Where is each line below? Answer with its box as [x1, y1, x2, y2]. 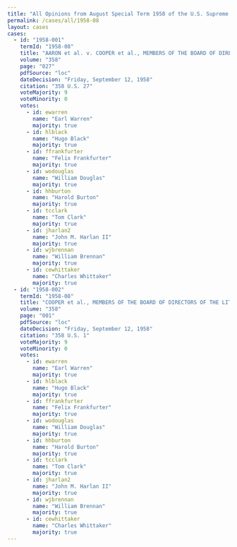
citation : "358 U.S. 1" [20, 332, 90, 339]
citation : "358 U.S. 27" [20, 83, 93, 90]
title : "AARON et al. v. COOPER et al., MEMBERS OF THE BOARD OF [20, 50, 217, 57]
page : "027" [20, 63, 55, 70]
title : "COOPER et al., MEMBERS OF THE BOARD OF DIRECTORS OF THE [20, 299, 219, 306]
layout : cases [7, 23, 49, 30]
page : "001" [20, 312, 55, 320]
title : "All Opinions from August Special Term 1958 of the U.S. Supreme [7, 10, 229, 18]
